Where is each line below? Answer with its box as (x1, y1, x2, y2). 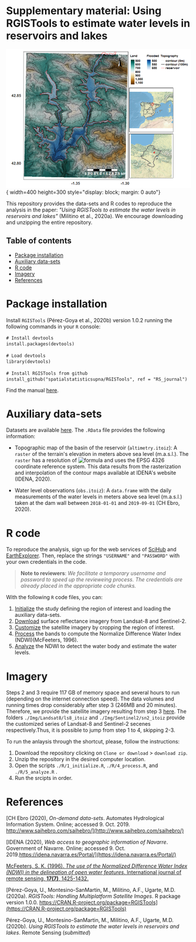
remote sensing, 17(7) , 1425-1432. (6, 875, 89, 882)
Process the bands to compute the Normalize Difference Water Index (14, 630, 181, 637)
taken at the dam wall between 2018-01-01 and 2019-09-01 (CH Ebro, (14, 500, 180, 507)
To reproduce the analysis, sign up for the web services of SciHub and (6, 546, 177, 553)
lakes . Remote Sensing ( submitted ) (6, 929, 91, 936)
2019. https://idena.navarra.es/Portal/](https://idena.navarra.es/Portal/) (6, 851, 177, 858)
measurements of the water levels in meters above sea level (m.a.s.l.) (14, 493, 183, 500)
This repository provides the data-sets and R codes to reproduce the (6, 200, 172, 207)
